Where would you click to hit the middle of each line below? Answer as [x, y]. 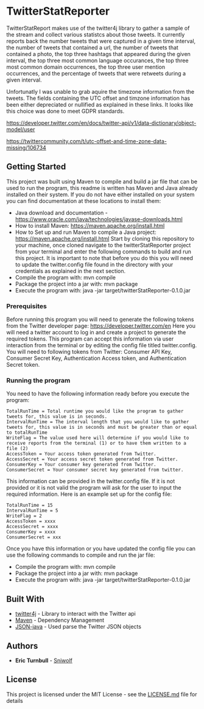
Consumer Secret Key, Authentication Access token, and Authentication [97, 358]
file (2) [17, 449]
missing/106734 [26, 147]
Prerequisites [26, 306]
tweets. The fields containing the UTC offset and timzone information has [98, 98]
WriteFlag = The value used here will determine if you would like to [98, 438]
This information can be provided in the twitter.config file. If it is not [91, 481]
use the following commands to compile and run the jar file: [81, 555]
